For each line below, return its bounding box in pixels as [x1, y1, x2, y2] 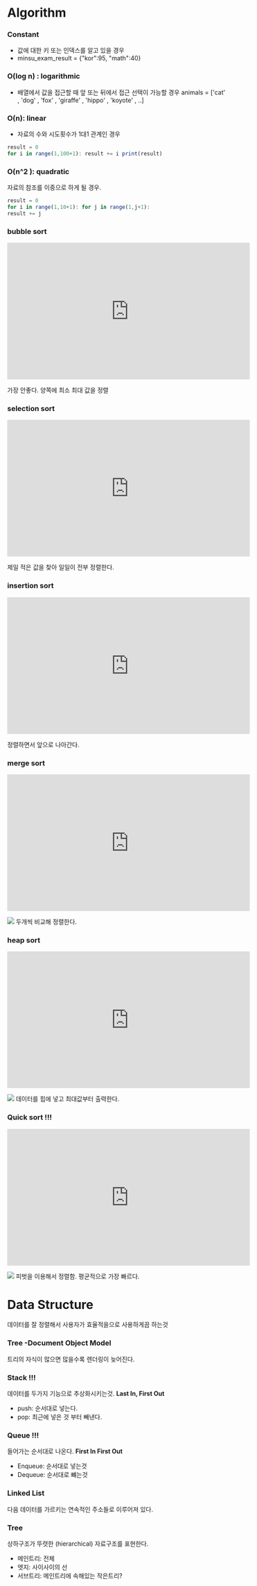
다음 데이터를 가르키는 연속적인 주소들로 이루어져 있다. [7, 1505, 154, 1513]
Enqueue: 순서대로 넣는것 [17, 1462, 88, 1470]
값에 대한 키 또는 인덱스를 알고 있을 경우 [17, 47, 125, 55]
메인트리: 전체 [17, 1554, 55, 1562]
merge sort [7, 758, 46, 768]
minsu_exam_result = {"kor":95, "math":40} [17, 54, 141, 62]
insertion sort [7, 581, 54, 591]
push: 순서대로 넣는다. [17, 1404, 78, 1412]
